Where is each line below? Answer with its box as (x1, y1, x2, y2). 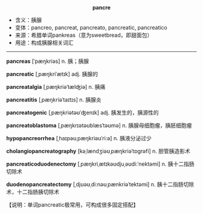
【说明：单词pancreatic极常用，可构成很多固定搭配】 (6, 201, 139, 208)
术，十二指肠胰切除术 (6, 189, 59, 195)
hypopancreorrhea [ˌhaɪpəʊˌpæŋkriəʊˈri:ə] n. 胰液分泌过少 (6, 135, 152, 141)
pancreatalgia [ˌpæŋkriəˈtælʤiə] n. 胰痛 (6, 83, 106, 90)
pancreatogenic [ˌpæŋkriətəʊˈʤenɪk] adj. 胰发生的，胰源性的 (6, 109, 159, 116)
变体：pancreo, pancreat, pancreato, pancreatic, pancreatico (14, 24, 168, 31)
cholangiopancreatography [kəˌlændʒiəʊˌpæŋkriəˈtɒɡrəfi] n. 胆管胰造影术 (6, 148, 190, 155)
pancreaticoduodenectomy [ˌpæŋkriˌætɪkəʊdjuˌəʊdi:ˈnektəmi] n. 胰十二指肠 (6, 160, 195, 167)
